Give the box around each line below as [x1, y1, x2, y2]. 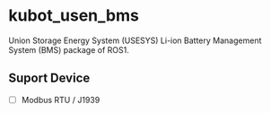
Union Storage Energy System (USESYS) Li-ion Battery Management [8, 35, 262, 46]
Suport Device [8, 71, 91, 86]
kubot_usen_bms [8, 5, 140, 26]
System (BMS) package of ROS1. [8, 44, 129, 55]
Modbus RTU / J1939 [21, 94, 101, 105]
